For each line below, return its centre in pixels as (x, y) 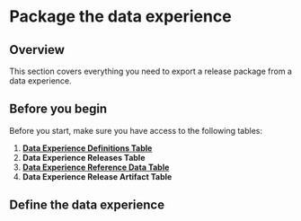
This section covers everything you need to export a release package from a (150, 71)
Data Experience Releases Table (84, 157)
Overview (37, 50)
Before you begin (58, 109)
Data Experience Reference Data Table (96, 167)
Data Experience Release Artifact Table (97, 176)
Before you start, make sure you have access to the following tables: (136, 130)
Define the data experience (87, 205)
